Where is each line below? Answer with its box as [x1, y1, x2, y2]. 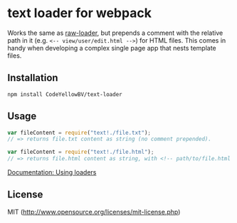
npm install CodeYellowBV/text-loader [7, 90, 122, 98]
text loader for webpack [7, 5, 152, 21]
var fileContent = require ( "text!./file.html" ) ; [7, 148, 154, 156]
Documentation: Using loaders [7, 168, 97, 177]
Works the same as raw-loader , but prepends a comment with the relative [7, 28, 223, 37]
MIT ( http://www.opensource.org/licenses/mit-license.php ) [7, 207, 181, 216]
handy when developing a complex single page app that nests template [7, 43, 217, 52]
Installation [7, 72, 58, 84]
